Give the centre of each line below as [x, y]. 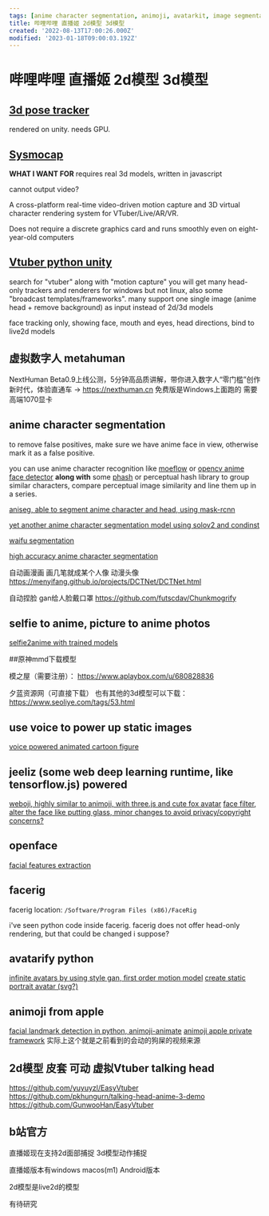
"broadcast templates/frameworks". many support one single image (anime [133, 299]
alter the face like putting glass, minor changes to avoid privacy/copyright [130, 812]
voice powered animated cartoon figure [74, 747]
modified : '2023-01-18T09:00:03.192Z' [73, 38]
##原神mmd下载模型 [43, 659]
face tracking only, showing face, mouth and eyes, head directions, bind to [132, 323]
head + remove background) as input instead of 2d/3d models [111, 307]
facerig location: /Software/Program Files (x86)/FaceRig [103, 909]
